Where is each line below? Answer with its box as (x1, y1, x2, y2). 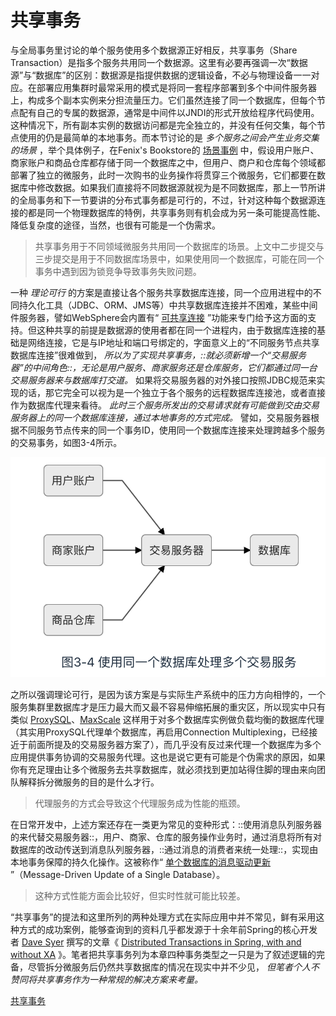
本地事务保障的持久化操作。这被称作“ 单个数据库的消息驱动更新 (10, 856, 272, 868)
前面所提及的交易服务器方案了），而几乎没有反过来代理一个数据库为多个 (27, 739, 322, 751)
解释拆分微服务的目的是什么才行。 (18, 776, 160, 788)
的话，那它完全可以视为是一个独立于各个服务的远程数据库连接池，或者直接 (18, 386, 326, 398)
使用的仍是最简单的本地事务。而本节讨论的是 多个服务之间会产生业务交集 (18, 131, 320, 143)
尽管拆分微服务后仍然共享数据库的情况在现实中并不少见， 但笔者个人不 (27, 961, 320, 973)
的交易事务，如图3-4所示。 (10, 436, 123, 448)
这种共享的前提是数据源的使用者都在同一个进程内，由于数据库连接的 (36, 324, 317, 336)
